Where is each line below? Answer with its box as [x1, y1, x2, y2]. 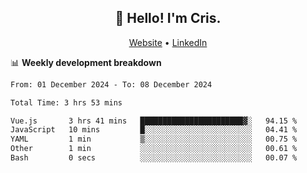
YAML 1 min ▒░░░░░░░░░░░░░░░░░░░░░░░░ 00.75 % [10, 134, 298, 145]
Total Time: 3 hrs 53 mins [10, 97, 123, 108]
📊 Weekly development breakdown [10, 56, 162, 68]
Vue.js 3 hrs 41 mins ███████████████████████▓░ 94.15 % [10, 116, 298, 126]
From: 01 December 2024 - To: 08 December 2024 [10, 79, 213, 90]
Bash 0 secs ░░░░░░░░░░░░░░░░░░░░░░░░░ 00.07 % [10, 153, 298, 163]
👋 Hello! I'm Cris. [114, 10, 222, 27]
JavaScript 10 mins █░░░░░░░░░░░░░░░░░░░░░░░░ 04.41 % [10, 125, 298, 135]
